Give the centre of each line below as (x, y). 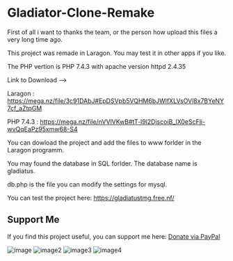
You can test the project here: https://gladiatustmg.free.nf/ (91, 198)
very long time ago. (35, 39)
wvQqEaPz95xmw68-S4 (42, 129)
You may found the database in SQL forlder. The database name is (102, 163)
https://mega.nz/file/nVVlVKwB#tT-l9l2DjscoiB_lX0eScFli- (123, 121)
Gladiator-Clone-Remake (81, 13)
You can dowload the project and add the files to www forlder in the (104, 142)
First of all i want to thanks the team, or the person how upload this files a (112, 32)
